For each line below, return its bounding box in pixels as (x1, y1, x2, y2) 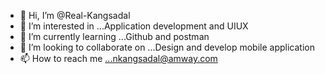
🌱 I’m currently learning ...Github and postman (19, 31, 210, 42)
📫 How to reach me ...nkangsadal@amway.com (19, 53, 218, 64)
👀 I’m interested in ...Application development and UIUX (19, 20, 249, 32)
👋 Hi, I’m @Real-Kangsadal (19, 10, 131, 21)
